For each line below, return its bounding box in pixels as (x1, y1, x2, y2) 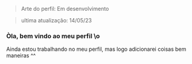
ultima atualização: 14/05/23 (21, 17, 92, 24)
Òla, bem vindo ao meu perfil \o (6, 31, 100, 40)
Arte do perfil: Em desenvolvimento (21, 5, 109, 12)
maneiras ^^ (6, 52, 36, 59)
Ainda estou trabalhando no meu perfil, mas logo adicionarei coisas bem (6, 45, 187, 53)
